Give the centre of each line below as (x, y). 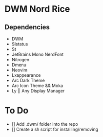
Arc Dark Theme (28, 80)
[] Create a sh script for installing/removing (55, 129)
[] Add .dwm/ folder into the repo (45, 124)
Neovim (20, 70)
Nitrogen (21, 59)
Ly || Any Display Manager (38, 91)
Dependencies (27, 27)
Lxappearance (26, 75)
